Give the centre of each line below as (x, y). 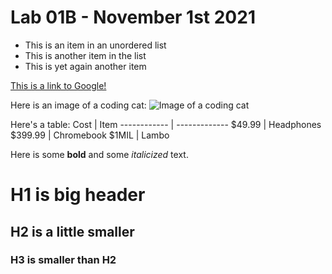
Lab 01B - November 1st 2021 (133, 17)
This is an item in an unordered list (95, 45)
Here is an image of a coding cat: (78, 105)
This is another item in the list (85, 55)
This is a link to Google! (58, 85)
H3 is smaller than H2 (63, 260)
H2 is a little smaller (72, 231)
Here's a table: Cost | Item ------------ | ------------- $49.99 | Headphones (166, 124)
